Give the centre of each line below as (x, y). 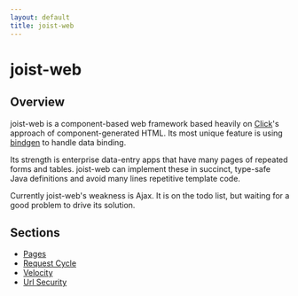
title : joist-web (42, 26)
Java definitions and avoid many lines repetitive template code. (125, 178)
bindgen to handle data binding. (68, 142)
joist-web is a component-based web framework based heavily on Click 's (145, 123)
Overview (38, 102)
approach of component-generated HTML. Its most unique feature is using (146, 133)
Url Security (45, 282)
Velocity (38, 273)
